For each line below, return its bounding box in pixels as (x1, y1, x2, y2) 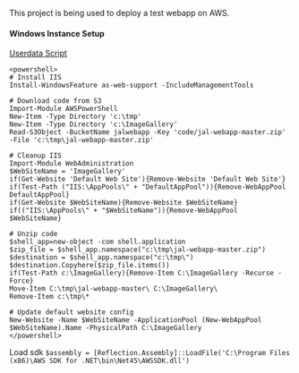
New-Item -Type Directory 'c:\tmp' (9, 112, 142, 122)
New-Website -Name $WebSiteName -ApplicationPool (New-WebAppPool (9, 316, 262, 325)
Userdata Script (9, 48, 67, 59)
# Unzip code (9, 230, 58, 239)
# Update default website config (9, 308, 134, 317)
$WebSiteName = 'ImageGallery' (9, 167, 126, 176)
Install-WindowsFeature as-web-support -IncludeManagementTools (9, 81, 254, 90)
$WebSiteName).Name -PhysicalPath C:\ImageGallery (9, 324, 202, 333)
